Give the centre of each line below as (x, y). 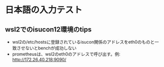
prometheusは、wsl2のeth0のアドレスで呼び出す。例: (66, 54)
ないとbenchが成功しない (51, 48)
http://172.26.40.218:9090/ (39, 59)
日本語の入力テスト (44, 10)
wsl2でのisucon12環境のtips (48, 29)
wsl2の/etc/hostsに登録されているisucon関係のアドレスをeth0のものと (83, 42)
